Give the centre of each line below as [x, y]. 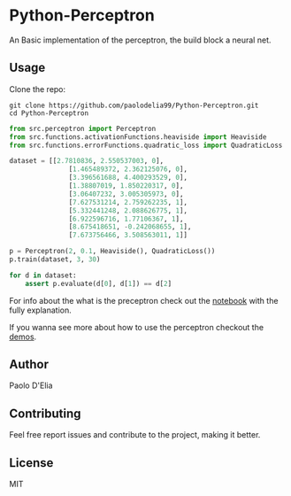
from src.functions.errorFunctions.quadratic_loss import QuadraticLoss [146, 145]
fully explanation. [41, 310]
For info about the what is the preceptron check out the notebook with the [144, 300]
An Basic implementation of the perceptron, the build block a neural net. [140, 40]
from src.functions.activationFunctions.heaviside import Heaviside [138, 137]
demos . [23, 337]
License [31, 463]
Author [29, 364]
